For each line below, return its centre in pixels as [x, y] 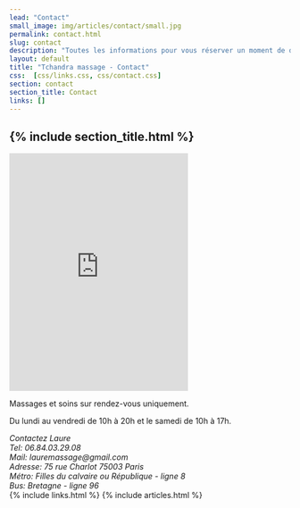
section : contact [42, 84]
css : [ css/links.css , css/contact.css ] [86, 76]
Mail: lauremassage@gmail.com [69, 457]
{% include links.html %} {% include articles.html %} [106, 496]
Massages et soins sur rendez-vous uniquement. [99, 404]
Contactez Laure [40, 438]
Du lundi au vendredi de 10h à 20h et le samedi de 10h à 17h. [121, 421]
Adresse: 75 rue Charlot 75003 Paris [77, 467]
